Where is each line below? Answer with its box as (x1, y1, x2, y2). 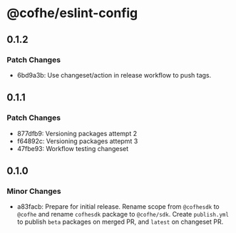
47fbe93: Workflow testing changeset (16, 144, 129, 152)
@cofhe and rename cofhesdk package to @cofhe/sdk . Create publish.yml (16, 210, 230, 219)
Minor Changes (6, 186, 61, 196)
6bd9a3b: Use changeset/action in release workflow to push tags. (16, 71, 212, 79)
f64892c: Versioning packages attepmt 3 (16, 137, 138, 145)
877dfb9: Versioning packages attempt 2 (16, 129, 137, 138)
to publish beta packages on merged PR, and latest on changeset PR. (16, 217, 224, 226)
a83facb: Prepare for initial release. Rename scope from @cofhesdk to (16, 202, 220, 211)
